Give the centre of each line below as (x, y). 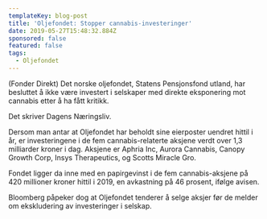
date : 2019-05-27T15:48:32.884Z (62, 31)
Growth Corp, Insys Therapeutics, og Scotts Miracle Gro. (103, 157)
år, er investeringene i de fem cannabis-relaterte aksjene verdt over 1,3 (125, 140)
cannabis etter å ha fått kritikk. (59, 101)
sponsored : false (37, 38)
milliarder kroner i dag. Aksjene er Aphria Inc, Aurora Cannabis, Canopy (127, 149)
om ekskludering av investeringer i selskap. (80, 205)
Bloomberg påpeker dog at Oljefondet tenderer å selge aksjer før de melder (133, 197)
